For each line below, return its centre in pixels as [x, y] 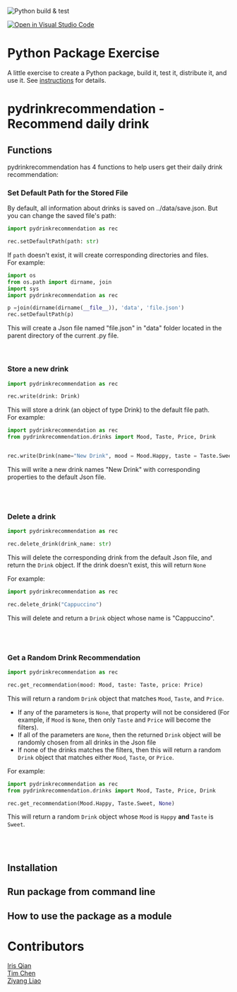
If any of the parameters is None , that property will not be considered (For [123, 712]
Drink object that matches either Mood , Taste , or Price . [96, 757]
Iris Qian [19, 966]
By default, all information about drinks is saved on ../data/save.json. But [113, 208]
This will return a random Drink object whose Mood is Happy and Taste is [110, 817]
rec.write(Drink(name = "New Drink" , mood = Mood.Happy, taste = [102, 456]
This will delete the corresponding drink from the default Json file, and [110, 557]
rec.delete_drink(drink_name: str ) [60, 544]
